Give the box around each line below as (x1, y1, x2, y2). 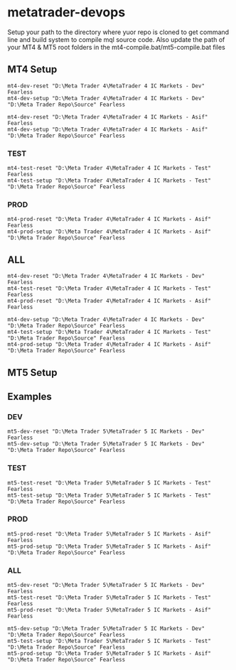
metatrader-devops (7, 4, 126, 21)
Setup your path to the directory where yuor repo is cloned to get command (7, 28, 230, 36)
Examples (7, 390, 52, 402)
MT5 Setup (7, 367, 58, 379)
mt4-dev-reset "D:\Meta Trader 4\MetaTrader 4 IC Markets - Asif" (7, 113, 208, 121)
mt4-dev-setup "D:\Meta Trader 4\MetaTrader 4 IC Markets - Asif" (7, 126, 208, 133)
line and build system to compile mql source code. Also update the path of (7, 35, 225, 43)
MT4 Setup (7, 63, 58, 75)
